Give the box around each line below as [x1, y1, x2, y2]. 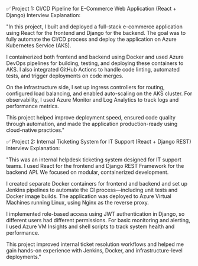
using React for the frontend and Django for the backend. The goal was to [6, 30, 186, 36]
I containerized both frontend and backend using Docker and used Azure [6, 53, 184, 60]
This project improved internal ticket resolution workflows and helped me [6, 241, 184, 248]
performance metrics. [6, 103, 59, 109]
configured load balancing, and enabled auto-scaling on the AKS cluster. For [6, 90, 193, 97]
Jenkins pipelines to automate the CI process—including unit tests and [6, 186, 178, 193]
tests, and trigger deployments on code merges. [6, 72, 124, 79]
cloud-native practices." [6, 126, 65, 134]
